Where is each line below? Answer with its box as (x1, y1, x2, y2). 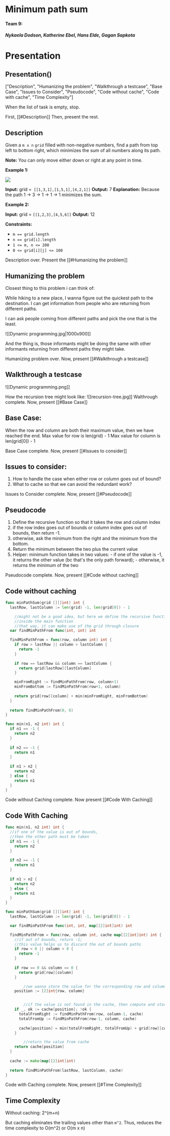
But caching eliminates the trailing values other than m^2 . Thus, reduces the (5, 1120, 162, 1126)
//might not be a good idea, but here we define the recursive (14, 614, 151, 619)
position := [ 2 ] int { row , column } (14, 989, 85, 994)
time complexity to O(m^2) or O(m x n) (5, 1125, 86, 1131)
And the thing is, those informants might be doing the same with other (5, 340, 151, 347)
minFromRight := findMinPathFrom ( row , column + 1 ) (14, 679, 119, 685)
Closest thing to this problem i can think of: (5, 285, 95, 291)
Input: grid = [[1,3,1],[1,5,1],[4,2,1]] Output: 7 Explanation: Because (5, 186, 160, 193)
